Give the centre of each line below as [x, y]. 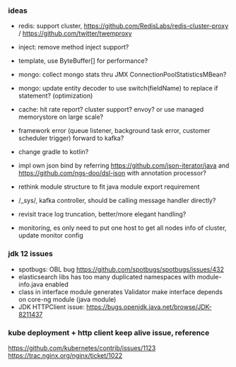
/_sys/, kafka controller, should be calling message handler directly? [117, 201]
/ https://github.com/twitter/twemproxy [75, 33]
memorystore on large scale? [61, 117]
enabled [57, 284]
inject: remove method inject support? [73, 47]
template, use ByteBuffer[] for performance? [83, 61]
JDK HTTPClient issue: [52, 307]
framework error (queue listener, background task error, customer [114, 131]
